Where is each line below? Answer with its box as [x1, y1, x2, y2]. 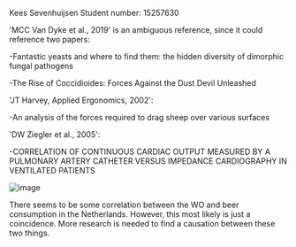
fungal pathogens [9, 61, 73, 71]
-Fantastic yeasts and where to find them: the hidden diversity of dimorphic [9, 51, 285, 61]
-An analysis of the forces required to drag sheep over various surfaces [9, 112, 270, 122]
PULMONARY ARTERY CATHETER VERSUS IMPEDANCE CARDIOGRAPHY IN [9, 156, 287, 166]
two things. [9, 228, 50, 238]
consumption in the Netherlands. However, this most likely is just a [9, 209, 251, 220]
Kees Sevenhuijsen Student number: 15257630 [9, 8, 179, 18]
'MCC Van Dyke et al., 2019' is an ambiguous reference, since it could [9, 25, 263, 35]
